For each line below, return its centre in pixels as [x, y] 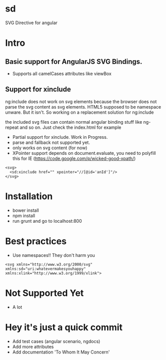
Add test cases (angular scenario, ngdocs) [56, 341]
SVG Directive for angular [31, 23]
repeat [12, 127]
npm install [24, 215]
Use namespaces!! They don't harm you [53, 255]
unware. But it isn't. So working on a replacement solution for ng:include [79, 112]
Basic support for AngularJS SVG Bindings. [74, 62]
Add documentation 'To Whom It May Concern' [61, 352]
